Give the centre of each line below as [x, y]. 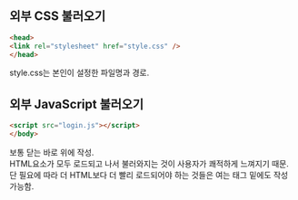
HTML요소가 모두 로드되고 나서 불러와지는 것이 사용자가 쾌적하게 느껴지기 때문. [149, 164]
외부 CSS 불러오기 [58, 16]
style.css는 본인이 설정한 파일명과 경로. [79, 73]
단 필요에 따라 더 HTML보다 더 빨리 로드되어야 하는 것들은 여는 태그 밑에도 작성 [149, 175]
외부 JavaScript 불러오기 [76, 104]
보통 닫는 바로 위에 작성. [52, 152]
